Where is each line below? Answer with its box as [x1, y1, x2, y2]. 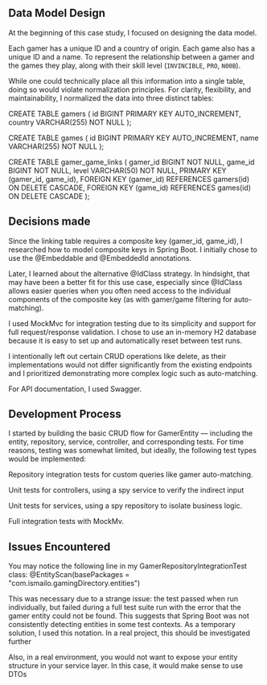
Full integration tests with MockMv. [8, 517, 125, 526]
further [8, 637, 32, 646]
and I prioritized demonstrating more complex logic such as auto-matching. [8, 368, 258, 378]
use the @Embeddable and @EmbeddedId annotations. [8, 253, 191, 262]
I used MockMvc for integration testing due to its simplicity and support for [8, 318, 257, 328]
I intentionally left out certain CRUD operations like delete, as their [8, 351, 227, 361]
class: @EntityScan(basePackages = [8, 570, 130, 580]
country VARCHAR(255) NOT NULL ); [8, 117, 132, 127]
